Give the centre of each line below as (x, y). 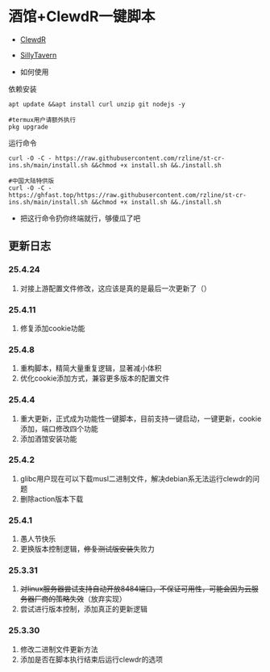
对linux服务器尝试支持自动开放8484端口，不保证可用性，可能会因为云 (136, 589)
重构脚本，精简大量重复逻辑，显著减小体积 (91, 368)
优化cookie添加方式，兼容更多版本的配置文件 (95, 378)
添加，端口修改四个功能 (59, 428)
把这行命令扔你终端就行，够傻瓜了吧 (80, 218)
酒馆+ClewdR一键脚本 (82, 17)
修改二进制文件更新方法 (59, 649)
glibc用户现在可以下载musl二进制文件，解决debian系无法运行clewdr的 (136, 478)
